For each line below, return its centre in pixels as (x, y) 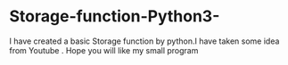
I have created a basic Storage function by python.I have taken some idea (144, 41)
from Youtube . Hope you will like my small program (104, 50)
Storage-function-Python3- (115, 16)
